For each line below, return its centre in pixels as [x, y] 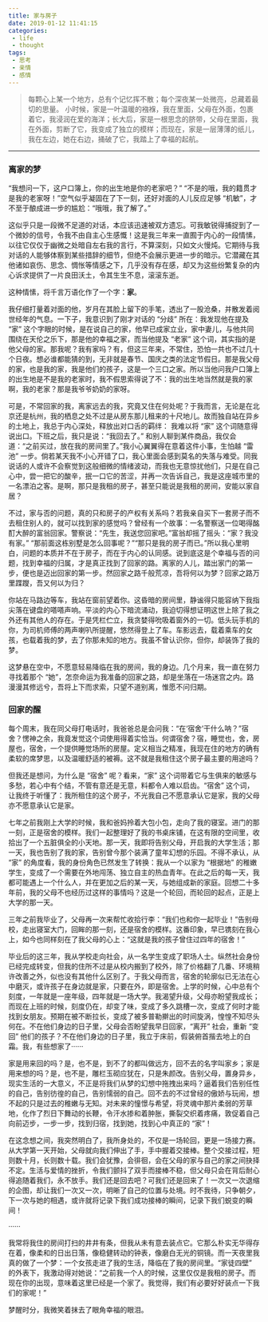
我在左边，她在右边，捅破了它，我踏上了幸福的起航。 [115, 139]
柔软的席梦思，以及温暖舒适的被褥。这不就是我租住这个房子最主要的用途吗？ [134, 759]
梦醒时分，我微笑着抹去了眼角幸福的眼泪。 [78, 1310]
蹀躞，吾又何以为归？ [50, 583]
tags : [17, 53]
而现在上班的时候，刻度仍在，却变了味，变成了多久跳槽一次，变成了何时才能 [134, 1006]
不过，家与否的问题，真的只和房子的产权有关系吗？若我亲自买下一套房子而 [130, 513]
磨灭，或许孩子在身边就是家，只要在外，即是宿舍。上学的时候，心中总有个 [137, 987]
